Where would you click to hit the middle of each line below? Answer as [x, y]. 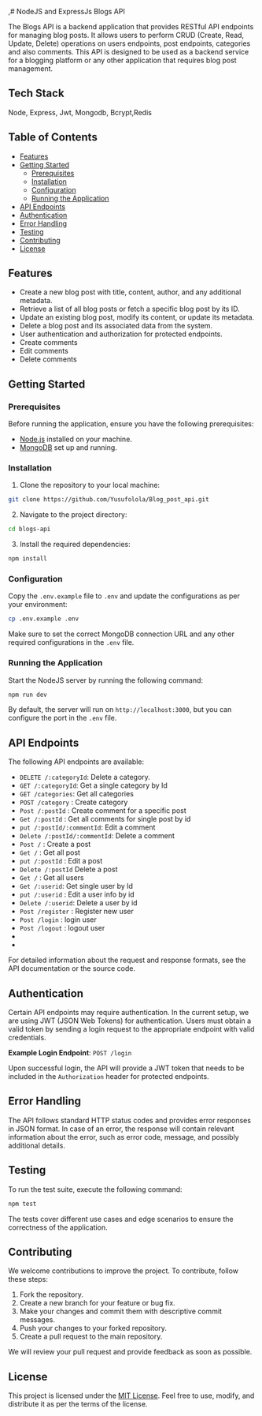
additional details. [37, 1145]
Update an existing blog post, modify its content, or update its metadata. [137, 317]
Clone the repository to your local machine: [89, 485]
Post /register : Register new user [76, 912]
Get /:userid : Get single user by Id [76, 886]
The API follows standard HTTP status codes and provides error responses [130, 1120]
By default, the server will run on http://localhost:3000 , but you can [120, 710]
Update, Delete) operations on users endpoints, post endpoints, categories [129, 43]
